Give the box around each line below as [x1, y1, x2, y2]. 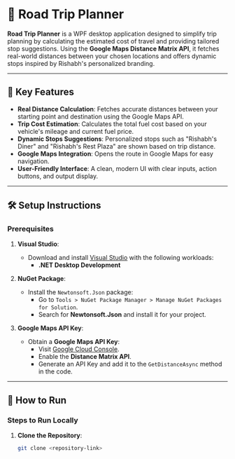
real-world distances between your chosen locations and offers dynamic [7, 52, 217, 60]
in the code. [38, 367, 73, 376]
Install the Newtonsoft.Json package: [27, 288, 134, 296]
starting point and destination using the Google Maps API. [17, 112, 184, 121]
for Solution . [38, 303, 78, 311]
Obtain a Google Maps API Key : [27, 338, 120, 346]
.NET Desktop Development [38, 261, 121, 269]
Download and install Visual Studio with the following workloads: [27, 254, 214, 262]
